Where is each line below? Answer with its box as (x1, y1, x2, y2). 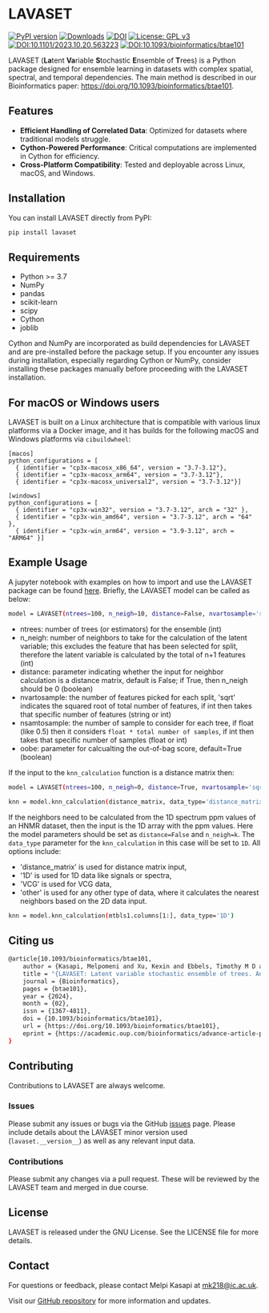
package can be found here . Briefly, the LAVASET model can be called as (8, 585, 251, 595)
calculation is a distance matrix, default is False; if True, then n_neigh (19, 675, 248, 685)
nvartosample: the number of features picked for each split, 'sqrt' (19, 692, 236, 702)
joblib (19, 323, 38, 333)
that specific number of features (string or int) (19, 709, 172, 719)
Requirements (8, 250, 80, 264)
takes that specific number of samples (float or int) (19, 735, 188, 745)
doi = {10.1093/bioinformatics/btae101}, (22, 1014, 163, 1023)
